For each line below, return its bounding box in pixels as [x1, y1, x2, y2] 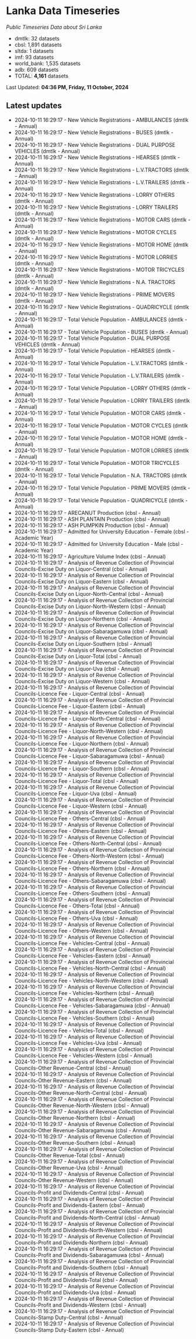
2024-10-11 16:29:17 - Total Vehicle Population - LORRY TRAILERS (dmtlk [14, 397, 190, 404]
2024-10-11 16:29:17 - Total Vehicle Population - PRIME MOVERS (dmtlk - [14, 484, 191, 491]
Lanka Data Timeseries [6, 4, 120, 18]
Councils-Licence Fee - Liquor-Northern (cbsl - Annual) [14, 740, 149, 747]
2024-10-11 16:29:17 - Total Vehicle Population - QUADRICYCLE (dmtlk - [14, 497, 188, 504]
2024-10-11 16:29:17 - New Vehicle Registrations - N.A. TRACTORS [14, 278, 176, 285]
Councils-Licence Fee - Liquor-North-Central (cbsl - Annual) [14, 715, 161, 722]
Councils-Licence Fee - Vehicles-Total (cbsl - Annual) [14, 1027, 145, 1034]
